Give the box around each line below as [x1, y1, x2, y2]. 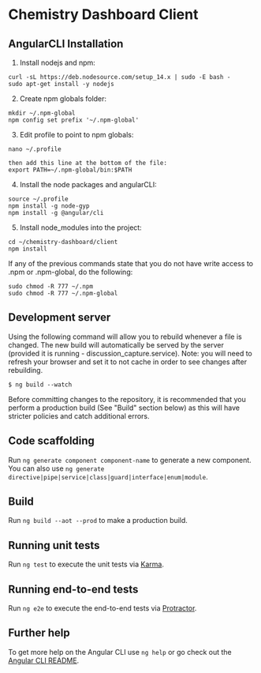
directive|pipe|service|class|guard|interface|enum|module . [8, 472, 208, 481]
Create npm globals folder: [19, 94, 107, 103]
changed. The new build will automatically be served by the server [8, 340, 225, 349]
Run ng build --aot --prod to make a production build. [8, 516, 188, 525]
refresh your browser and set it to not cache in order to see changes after [8, 357, 247, 367]
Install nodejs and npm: [19, 58, 96, 67]
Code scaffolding [8, 434, 95, 448]
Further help [8, 626, 71, 640]
